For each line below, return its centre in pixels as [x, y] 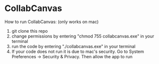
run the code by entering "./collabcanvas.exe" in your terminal [73, 46]
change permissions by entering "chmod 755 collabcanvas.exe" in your [83, 36]
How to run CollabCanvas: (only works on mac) [52, 22]
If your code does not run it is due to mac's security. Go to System [78, 51]
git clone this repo [30, 31]
